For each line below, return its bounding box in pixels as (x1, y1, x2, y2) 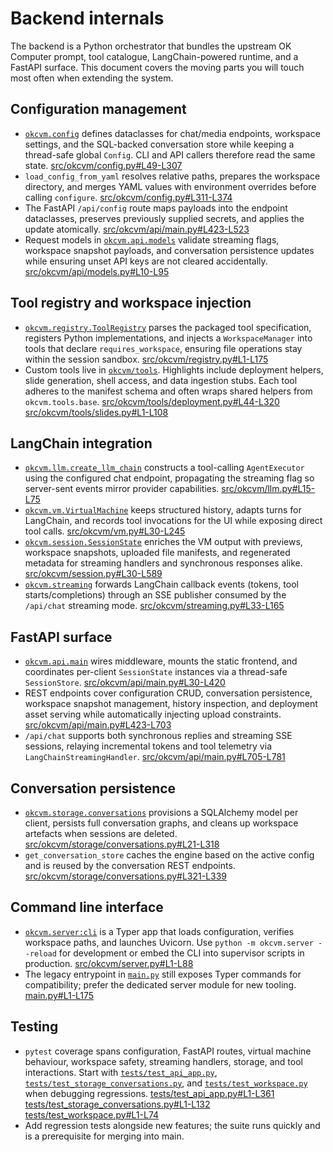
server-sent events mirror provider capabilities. (24, 483, 220, 495)
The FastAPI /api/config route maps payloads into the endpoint (24, 202, 288, 214)
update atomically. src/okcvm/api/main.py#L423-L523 (24, 223, 250, 235)
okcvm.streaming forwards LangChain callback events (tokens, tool (24, 578, 299, 591)
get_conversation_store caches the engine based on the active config (24, 849, 315, 861)
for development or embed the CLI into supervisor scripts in (58, 947, 305, 959)
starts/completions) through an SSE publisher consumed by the (24, 589, 287, 601)
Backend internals (10, 7, 165, 30)
